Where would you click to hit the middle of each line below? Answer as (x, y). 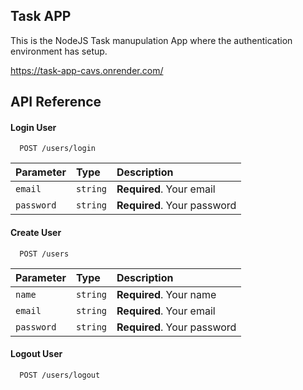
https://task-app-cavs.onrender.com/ (87, 70)
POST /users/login (58, 149)
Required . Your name (166, 294)
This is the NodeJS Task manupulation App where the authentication (151, 40)
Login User (33, 127)
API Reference (56, 102)
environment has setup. (59, 51)
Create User (36, 232)
